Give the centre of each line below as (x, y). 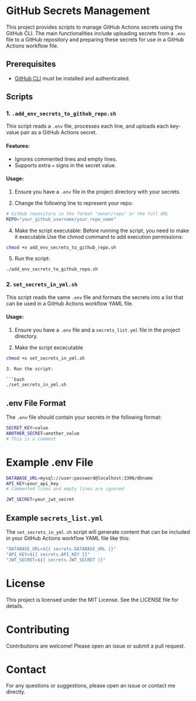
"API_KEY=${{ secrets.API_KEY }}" (48, 554)
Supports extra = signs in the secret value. (65, 165)
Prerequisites (31, 64)
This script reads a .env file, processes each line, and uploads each (87, 126)
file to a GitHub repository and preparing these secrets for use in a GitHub (95, 39)
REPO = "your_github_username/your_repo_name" (61, 219)
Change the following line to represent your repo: (74, 203)
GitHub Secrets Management (78, 11)
